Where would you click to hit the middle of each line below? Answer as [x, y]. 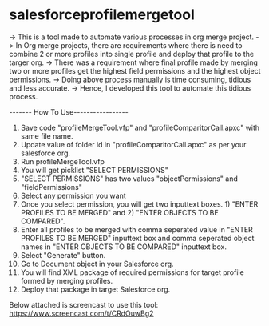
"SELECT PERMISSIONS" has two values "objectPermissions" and [129, 179]
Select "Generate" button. [63, 255]
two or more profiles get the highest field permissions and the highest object [135, 70]
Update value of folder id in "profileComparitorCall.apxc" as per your [133, 144]
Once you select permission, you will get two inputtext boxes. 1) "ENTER [139, 204]
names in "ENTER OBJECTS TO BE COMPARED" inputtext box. [123, 247]
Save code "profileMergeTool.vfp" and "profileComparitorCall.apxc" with [140, 127]
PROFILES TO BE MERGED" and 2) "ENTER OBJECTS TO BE [119, 212]
